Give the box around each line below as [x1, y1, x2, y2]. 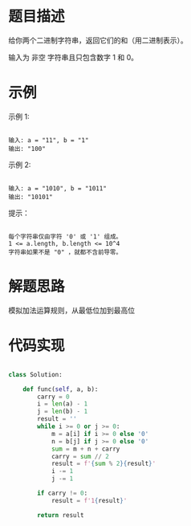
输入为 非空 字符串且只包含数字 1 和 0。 [8, 52, 139, 62]
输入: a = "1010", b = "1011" [8, 184, 107, 193]
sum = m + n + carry [51, 445, 120, 453]
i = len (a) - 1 [37, 400, 88, 408]
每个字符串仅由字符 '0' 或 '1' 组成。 [8, 232, 123, 241]
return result [37, 511, 84, 519]
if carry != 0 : [37, 489, 88, 497]
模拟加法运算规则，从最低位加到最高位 [8, 305, 135, 315]
